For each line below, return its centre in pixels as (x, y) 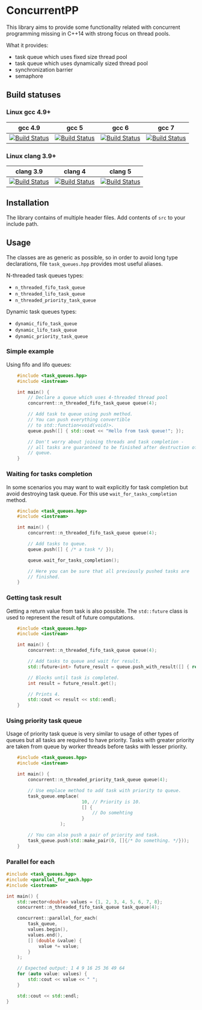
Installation (28, 203)
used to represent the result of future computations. (71, 617)
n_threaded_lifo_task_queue (50, 294)
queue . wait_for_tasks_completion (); (74, 560)
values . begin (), (48, 930)
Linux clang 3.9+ (31, 156)
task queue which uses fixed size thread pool (71, 57)
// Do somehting (113, 813)
